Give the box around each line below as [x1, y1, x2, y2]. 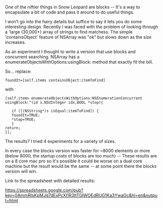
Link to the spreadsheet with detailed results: [5, 178, 95, 184]
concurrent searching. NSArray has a [5, 54, 80, 60]
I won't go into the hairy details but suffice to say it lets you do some [5, 19, 142, 24]
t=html [5, 198, 18, 203]
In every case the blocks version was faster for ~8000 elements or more [5, 148, 150, 154]
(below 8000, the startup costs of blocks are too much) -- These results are [5, 153, 157, 158]
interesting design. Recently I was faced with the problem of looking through [5, 24, 158, 30]
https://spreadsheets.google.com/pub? [5, 187, 84, 193]
